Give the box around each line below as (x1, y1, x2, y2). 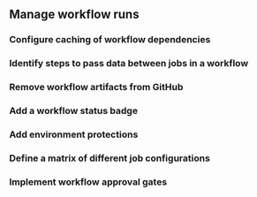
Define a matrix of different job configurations (9, 152, 210, 164)
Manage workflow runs (9, 7, 140, 22)
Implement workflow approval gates (9, 176, 168, 188)
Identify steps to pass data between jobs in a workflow (9, 57, 249, 70)
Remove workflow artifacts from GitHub (9, 81, 184, 94)
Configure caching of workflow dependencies (9, 34, 211, 46)
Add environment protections (9, 128, 139, 140)
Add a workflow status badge (9, 105, 139, 117)
